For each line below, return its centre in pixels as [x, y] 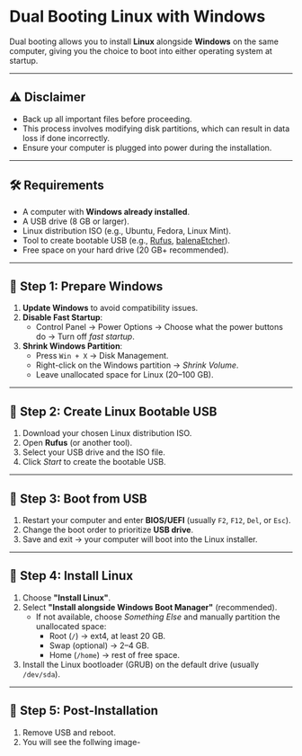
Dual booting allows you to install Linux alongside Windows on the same [144, 41]
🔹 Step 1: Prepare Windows [86, 286]
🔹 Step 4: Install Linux [71, 576]
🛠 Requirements [57, 186]
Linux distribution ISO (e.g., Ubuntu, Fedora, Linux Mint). [127, 230]
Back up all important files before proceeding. [107, 119]
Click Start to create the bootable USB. [94, 462]
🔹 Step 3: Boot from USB [78, 498]
